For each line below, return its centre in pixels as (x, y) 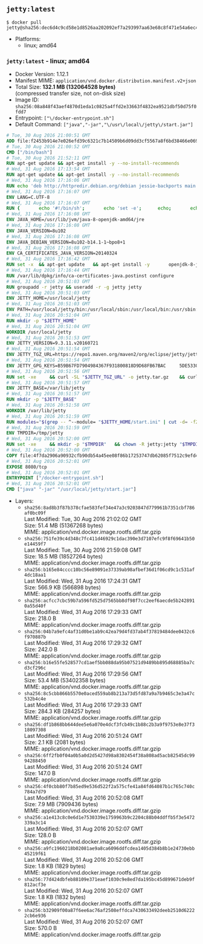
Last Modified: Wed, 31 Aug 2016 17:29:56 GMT (83, 674)
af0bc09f (35, 513)
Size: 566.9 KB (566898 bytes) (63, 587)
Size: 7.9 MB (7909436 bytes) (61, 804)
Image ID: (27, 100)
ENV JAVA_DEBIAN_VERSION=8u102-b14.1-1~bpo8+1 (66, 242)
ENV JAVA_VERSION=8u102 (36, 231)
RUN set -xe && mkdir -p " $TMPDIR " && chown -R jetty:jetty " (94, 445)
